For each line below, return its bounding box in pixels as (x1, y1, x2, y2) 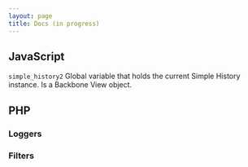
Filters (8, 150, 35, 161)
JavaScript (8, 50, 65, 64)
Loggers (8, 128, 42, 139)
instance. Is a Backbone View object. (8, 80, 133, 90)
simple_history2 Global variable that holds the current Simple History (8, 71, 241, 81)
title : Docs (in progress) (8, 20, 100, 28)
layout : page (8, 11, 53, 20)
